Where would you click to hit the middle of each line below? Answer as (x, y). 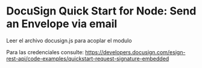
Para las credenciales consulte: (45, 52)
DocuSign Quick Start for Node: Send (101, 11)
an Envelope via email (62, 24)
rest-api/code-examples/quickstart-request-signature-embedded (88, 58)
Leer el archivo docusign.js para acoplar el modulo (69, 40)
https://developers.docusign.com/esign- (135, 52)
